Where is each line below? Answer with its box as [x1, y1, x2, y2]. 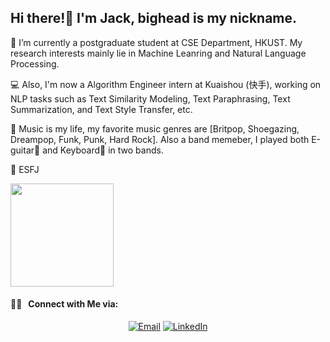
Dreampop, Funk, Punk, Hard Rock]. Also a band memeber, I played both [10, 133, 310, 145]
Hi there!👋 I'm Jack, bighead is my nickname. [10, 10, 298, 27]
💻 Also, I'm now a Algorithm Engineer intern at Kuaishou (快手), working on [10, 78, 322, 90]
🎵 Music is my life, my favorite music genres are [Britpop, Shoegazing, [10, 122, 300, 135]
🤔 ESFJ [10, 163, 40, 175]
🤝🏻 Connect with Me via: [10, 298, 119, 310]
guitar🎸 [10, 144, 41, 156]
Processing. [10, 57, 60, 70]
